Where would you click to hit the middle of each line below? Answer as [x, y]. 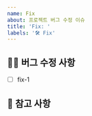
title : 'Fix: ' [29, 26]
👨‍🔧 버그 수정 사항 [41, 62]
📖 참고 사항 [29, 103]
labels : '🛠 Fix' [31, 33]
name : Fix [21, 13]
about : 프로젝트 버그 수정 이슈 [46, 20]
